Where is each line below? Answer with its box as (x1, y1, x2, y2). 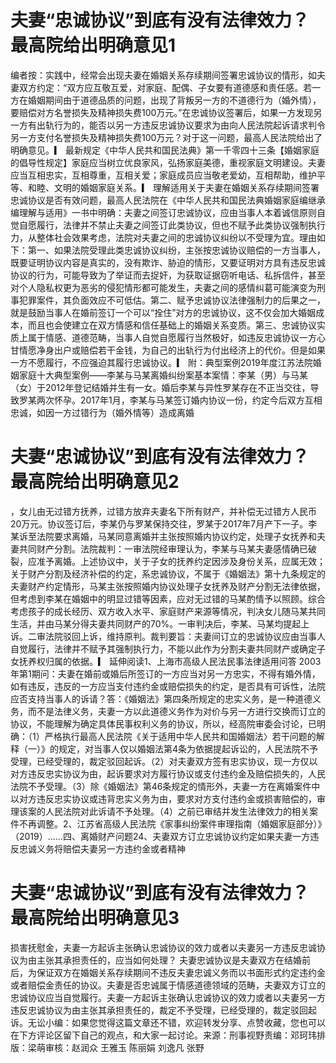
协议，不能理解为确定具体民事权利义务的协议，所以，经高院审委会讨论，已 (10, 717, 317, 730)
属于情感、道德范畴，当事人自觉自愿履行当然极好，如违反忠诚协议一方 (27, 331, 317, 343)
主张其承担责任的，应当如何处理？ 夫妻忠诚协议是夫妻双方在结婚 (36, 954, 302, 966)
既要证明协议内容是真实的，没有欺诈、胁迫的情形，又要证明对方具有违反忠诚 (10, 256, 326, 268)
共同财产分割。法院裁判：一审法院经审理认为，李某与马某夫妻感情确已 (18, 542, 308, 555)
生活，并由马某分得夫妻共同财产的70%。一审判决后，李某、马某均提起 (10, 617, 302, 630)
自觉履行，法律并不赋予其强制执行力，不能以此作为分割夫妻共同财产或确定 (10, 642, 317, 655)
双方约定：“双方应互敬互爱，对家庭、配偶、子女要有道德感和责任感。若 (18, 81, 313, 93)
